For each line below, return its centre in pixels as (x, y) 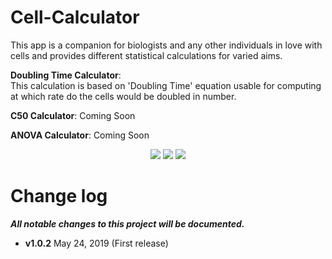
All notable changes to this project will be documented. (127, 223)
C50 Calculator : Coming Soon (73, 115)
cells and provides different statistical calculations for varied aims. (146, 55)
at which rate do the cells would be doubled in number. (123, 96)
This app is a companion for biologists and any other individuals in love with (166, 45)
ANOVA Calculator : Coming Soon (80, 135)
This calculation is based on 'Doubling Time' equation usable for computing (166, 85)
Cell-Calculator (75, 17)
